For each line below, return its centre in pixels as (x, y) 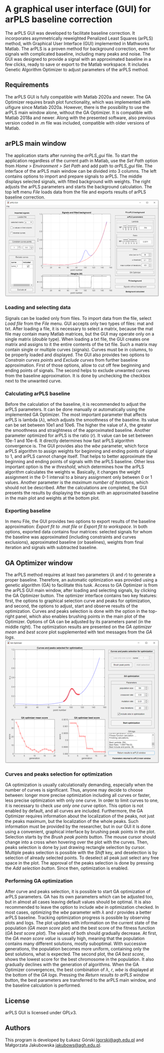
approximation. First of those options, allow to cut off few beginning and (78, 365)
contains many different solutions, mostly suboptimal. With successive (76, 944)
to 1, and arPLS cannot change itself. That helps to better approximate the (79, 456)
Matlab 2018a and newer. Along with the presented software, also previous (80, 118)
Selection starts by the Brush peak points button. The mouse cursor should (81, 837)
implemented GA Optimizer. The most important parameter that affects (76, 414)
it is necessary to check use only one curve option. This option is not (74, 805)
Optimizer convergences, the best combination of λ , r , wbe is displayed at (79, 970)
